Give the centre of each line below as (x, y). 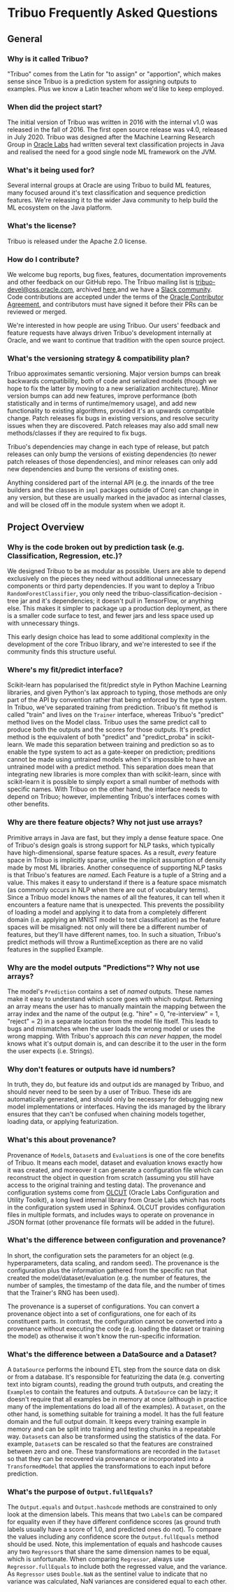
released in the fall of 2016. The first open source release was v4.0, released (117, 130)
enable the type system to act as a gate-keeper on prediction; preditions (111, 752)
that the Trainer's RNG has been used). (64, 1292)
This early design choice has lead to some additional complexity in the (108, 637)
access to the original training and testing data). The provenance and (107, 1185)
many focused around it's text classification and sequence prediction (107, 193)
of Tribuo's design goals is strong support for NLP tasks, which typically (111, 845)
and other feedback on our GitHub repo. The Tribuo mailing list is (101, 282)
